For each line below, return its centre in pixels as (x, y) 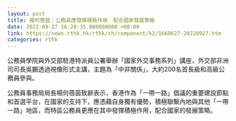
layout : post (26, 14)
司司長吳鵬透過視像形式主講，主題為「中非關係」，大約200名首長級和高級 (113, 69)
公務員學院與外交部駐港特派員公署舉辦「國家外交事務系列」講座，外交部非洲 (118, 61)
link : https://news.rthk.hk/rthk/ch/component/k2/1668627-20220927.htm (114, 33)
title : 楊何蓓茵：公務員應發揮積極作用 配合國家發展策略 (81, 20)
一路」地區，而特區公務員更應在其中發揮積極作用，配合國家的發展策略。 (112, 111)
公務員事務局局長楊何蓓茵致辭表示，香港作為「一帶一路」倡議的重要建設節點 (118, 93)
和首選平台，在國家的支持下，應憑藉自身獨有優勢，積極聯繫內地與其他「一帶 (118, 101)
